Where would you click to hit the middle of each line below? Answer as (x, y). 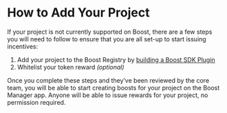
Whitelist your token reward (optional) (71, 67)
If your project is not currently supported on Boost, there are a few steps (110, 32)
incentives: (23, 46)
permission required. (36, 102)
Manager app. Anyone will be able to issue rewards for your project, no (108, 95)
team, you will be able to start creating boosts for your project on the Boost (113, 88)
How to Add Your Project (78, 13)
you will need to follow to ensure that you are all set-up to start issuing (107, 39)
